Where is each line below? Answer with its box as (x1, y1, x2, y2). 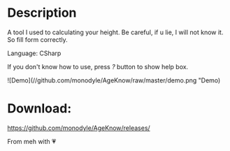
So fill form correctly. (7, 35, 68, 43)
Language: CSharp (7, 49, 62, 57)
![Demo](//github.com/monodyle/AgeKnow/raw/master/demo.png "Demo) (7, 75, 221, 85)
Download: (7, 101, 72, 117)
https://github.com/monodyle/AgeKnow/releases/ (7, 124, 150, 132)
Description (7, 5, 77, 21)
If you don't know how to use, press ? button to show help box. (7, 62, 189, 71)
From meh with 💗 (7, 137, 57, 145)
